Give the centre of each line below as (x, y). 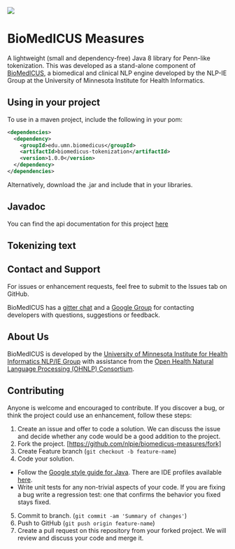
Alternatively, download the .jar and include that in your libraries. (100, 184)
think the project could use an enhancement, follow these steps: (100, 415)
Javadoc (27, 207)
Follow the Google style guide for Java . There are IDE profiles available (120, 472)
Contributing (36, 391)
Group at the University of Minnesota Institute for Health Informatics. (106, 80)
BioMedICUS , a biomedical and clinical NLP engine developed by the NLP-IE (117, 73)
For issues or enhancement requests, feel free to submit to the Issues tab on (117, 286)
